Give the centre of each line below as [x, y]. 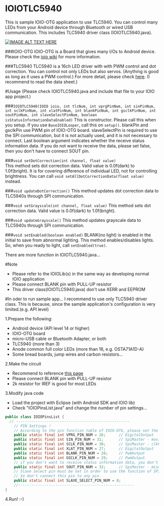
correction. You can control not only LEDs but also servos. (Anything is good [82, 71]
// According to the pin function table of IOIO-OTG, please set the [86, 431]
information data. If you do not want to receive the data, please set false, [78, 145]
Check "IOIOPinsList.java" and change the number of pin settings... [80, 408]
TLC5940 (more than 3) [36, 344]
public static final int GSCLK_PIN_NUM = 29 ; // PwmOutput [80, 458]
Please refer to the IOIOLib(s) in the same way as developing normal [81, 274]
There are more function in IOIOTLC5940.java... [53, 255]
